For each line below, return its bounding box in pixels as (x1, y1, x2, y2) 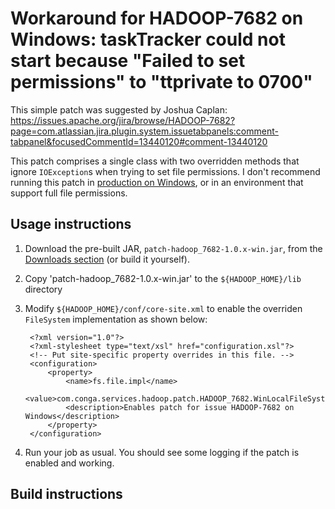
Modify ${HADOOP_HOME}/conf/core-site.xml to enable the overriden (24, 302, 303, 314)
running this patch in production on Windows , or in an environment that (10, 176, 304, 188)
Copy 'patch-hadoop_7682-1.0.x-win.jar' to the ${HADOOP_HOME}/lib (24, 272, 302, 284)
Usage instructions (10, 216, 132, 233)
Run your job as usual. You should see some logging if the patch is (24, 446, 300, 458)
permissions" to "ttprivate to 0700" (10, 71, 313, 94)
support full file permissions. (10, 187, 128, 199)
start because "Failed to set (10, 50, 246, 72)
